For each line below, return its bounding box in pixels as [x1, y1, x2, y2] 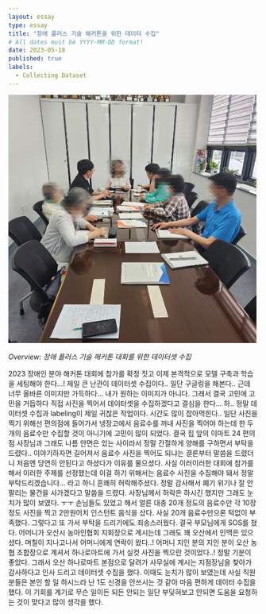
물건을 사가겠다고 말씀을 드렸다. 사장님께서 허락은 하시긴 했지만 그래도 [29, 488, 246, 497]
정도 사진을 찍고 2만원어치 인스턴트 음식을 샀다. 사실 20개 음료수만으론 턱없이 [8, 508, 248, 517]
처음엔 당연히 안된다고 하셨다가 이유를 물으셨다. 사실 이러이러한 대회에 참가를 [16, 458, 254, 468]
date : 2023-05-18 [8, 46, 66, 55]
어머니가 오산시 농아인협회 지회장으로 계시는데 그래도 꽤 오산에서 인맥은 [18, 527, 240, 537]
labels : [8, 64, 34, 71]
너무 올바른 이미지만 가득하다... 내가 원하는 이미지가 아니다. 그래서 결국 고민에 [8, 388, 248, 398]
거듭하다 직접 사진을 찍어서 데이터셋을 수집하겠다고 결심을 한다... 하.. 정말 [22, 398, 249, 408]
